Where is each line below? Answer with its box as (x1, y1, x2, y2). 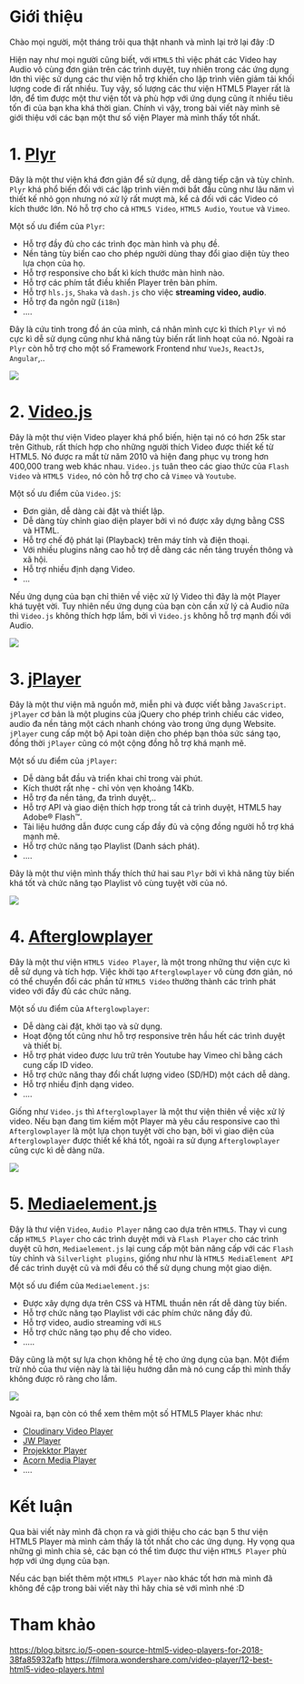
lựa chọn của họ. (22, 257, 86, 268)
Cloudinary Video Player (22, 1426, 113, 1437)
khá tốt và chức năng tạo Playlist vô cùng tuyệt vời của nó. (9, 877, 229, 888)
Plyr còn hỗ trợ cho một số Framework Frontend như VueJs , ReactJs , (9, 343, 265, 354)
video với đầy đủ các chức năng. (9, 985, 132, 996)
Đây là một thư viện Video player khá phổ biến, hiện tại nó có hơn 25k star (9, 431, 286, 442)
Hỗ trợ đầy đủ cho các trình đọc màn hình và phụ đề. (22, 238, 221, 249)
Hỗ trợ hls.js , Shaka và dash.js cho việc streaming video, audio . (22, 287, 267, 297)
